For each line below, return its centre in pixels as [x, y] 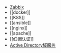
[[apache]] [20, 33]
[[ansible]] [20, 23]
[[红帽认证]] [22, 39]
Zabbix [17, 7]
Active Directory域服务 [33, 45]
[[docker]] [20, 12]
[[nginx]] [19, 28]
